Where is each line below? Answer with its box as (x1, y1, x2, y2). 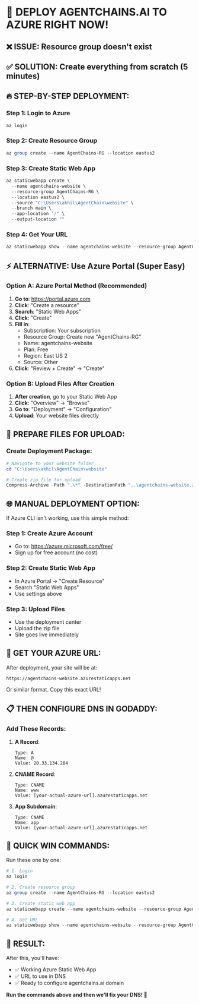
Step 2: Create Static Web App (6, 564, 96, 572)
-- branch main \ (11, 205, 52, 211)
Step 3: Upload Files (6, 605, 65, 613)
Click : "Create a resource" (14, 301, 80, 308)
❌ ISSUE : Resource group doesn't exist (6, 42, 152, 52)
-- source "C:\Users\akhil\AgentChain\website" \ (11, 200, 134, 206)
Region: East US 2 (23, 352, 68, 359)
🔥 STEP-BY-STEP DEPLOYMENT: (6, 91, 130, 102)
